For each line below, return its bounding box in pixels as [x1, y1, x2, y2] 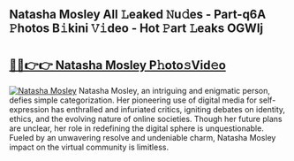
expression [9, 104, 50, 114]
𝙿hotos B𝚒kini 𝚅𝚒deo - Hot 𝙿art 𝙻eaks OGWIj [9, 21, 263, 36]
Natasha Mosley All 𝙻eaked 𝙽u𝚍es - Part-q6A [9, 7, 267, 22]
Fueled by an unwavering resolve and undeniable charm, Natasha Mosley [9, 133, 276, 142]
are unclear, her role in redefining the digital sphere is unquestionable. [9, 123, 265, 134]
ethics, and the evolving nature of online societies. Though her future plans [9, 114, 283, 124]
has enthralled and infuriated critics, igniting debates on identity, [51, 104, 285, 114]
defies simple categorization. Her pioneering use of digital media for [9, 95, 258, 105]
